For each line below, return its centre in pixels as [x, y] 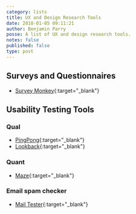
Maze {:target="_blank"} [44, 175]
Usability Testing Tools [50, 109]
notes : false [23, 40]
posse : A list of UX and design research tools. [69, 35]
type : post [20, 52]
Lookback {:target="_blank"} [50, 147]
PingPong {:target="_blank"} [50, 140]
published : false [28, 46]
